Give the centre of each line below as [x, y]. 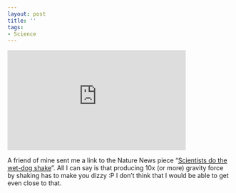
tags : [15, 27]
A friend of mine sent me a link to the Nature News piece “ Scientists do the [117, 160]
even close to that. [35, 183]
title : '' [22, 21]
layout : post [27, 14]
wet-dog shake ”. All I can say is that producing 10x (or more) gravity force [116, 168]
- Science [22, 34]
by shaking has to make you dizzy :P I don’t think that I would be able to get [118, 176]
